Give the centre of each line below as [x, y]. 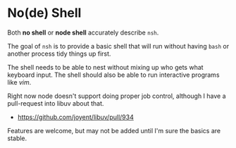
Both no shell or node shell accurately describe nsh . [83, 32]
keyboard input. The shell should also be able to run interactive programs [113, 75]
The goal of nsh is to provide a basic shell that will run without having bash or [118, 46]
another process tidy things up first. [59, 54]
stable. [17, 138]
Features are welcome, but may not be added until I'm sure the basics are [114, 130]
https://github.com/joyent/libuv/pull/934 [75, 117]
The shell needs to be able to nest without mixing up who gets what [105, 67]
